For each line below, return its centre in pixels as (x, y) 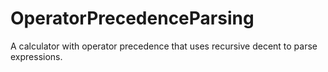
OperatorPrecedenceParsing (132, 18)
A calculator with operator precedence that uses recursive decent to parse (164, 46)
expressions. (36, 56)
